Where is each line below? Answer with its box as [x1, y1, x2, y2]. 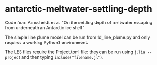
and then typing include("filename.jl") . [21, 54, 104, 60]
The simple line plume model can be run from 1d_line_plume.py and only [5, 34, 150, 40]
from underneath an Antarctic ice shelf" [5, 24, 85, 30]
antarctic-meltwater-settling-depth [5, 3, 152, 15]
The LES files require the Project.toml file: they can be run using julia [5, 49, 145, 55]
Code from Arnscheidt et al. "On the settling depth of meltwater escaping [5, 20, 153, 25]
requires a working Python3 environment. [5, 39, 89, 45]
